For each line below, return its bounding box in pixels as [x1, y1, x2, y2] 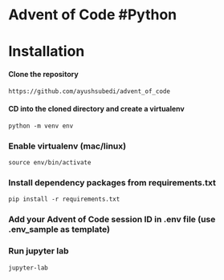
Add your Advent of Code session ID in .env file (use [8, 214, 216, 225]
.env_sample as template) [8, 224, 111, 235]
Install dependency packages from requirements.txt [8, 177, 217, 188]
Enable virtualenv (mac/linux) [8, 140, 127, 152]
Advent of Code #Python [8, 6, 177, 24]
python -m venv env [8, 122, 74, 130]
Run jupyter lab [8, 246, 70, 257]
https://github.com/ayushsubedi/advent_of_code [8, 87, 171, 95]
